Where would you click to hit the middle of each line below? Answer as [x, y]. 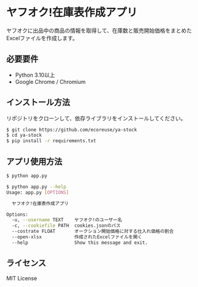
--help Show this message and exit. [80, 243]
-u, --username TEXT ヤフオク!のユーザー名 [67, 220]
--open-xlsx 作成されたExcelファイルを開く [77, 237]
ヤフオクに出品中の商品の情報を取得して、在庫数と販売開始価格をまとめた [99, 30]
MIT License [22, 278]
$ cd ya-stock [24, 135]
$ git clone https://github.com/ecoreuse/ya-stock [72, 130]
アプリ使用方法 [34, 161]
